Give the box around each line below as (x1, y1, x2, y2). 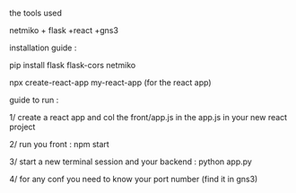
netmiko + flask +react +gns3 (9, 25, 119, 35)
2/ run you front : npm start (9, 139, 109, 149)
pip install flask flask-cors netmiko (9, 60, 136, 70)
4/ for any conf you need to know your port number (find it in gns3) (9, 174, 258, 184)
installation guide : (9, 42, 77, 53)
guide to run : (9, 94, 59, 105)
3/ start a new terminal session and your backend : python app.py (9, 156, 253, 167)
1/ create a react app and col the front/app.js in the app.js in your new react (9, 112, 288, 122)
